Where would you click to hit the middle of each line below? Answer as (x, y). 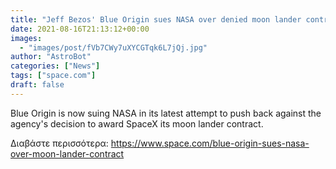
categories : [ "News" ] (55, 66)
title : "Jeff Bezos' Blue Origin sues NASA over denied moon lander (156, 19)
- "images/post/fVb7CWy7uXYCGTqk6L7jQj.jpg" (113, 47)
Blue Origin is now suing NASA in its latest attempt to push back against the (166, 113)
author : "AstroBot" (51, 57)
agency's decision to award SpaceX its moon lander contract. (137, 123)
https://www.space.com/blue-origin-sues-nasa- (210, 143)
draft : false (37, 85)
